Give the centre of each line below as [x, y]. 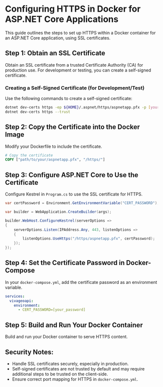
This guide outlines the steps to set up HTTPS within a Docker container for [81, 33]
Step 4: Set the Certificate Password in [65, 263]
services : [15, 296]
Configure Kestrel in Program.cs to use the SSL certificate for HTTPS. [74, 194]
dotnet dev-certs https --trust [38, 112]
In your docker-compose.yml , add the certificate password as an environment [81, 282]
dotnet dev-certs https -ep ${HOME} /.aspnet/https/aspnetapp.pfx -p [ [78, 107]
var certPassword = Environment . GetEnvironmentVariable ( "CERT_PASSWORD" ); [82, 203]
